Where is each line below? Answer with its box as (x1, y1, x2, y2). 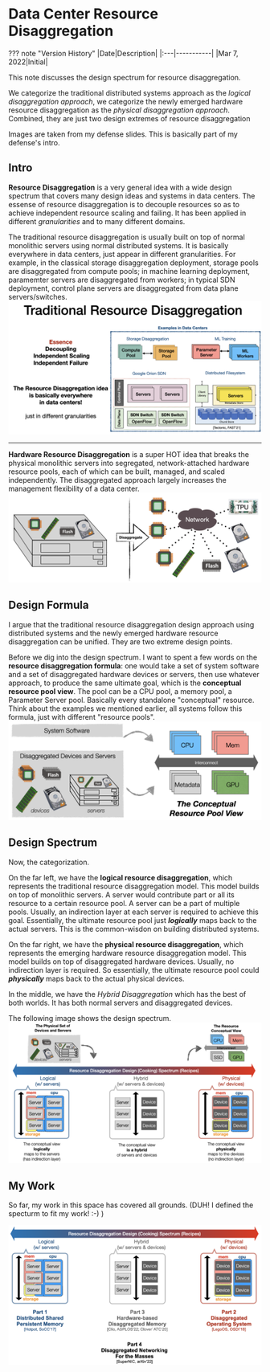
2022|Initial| (8, 57, 48, 67)
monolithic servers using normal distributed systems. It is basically (8, 240, 229, 250)
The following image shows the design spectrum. (8, 1013, 171, 1023)
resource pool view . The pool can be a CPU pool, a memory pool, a (8, 686, 233, 696)
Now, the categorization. (8, 857, 90, 867)
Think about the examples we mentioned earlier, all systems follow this (8, 704, 243, 713)
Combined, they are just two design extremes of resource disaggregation (8, 113, 251, 123)
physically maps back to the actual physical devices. (8, 974, 185, 983)
